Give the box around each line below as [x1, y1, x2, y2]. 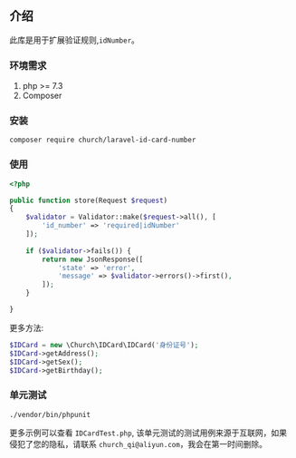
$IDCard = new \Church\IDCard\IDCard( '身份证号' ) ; [9, 340, 199, 349]
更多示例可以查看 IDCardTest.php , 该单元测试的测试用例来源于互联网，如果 [9, 427, 288, 438]
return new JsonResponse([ [42, 255, 144, 264]
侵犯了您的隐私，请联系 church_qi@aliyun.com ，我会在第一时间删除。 [9, 438, 268, 449]
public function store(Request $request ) [9, 196, 168, 205]
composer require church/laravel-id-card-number [9, 135, 196, 145]
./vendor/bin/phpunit [9, 410, 91, 419]
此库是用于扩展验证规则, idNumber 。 [9, 34, 140, 45]
